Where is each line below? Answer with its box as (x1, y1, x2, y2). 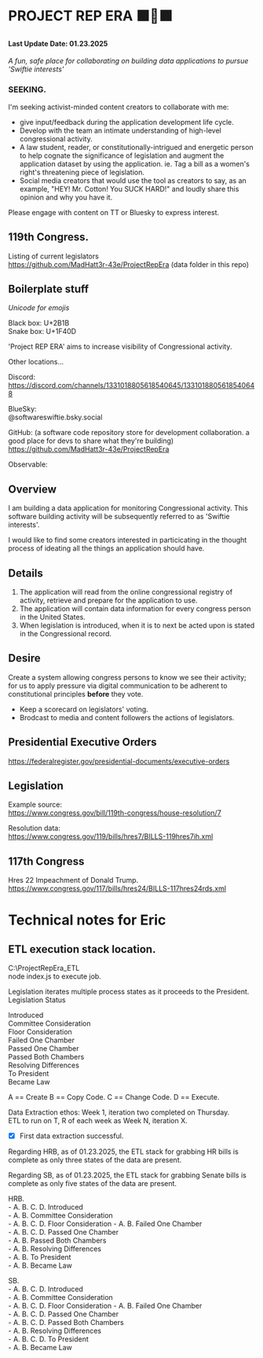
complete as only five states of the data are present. (8, 1179, 177, 1188)
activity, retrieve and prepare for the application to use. (19, 595, 198, 605)
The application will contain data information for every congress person (19, 603, 251, 613)
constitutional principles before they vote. (8, 689, 144, 698)
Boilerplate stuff (8, 282, 89, 295)
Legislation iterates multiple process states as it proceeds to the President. (8, 987, 250, 997)
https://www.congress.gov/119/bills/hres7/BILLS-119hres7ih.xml (8, 832, 214, 841)
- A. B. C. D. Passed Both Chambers (8, 1318, 124, 1327)
